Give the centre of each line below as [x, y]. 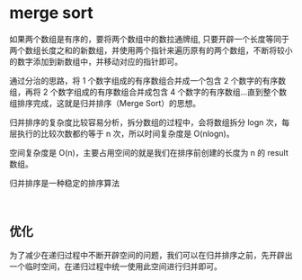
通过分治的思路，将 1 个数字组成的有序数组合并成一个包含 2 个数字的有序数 [147, 80]
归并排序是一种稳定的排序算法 [64, 183]
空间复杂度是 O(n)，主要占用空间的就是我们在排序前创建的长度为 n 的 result [149, 152]
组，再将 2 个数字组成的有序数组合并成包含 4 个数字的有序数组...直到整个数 [148, 92]
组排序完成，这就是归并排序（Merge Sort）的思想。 [105, 103]
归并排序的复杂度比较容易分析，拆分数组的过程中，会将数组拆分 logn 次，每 [150, 122]
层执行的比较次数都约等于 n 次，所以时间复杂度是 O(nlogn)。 [122, 133]
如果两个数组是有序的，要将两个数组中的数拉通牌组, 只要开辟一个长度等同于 [149, 39]
